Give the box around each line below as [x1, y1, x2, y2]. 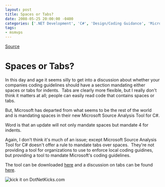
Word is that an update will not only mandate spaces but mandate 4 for [5, 122, 149, 128]
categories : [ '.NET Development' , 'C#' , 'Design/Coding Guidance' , [5, 21, 146, 26]
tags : [5, 26, 16, 30]
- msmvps [5, 30, 23, 35]
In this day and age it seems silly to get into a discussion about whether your [5, 77, 160, 82]
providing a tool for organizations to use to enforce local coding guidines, [5, 147, 153, 153]
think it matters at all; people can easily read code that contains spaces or [5, 92, 155, 98]
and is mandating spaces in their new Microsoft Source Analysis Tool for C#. [5, 112, 160, 118]
